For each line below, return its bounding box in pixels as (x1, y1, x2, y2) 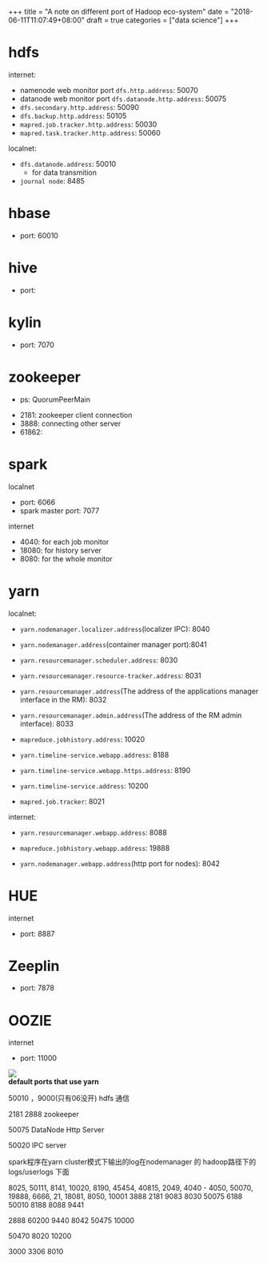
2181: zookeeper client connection (19, 410, 133, 419)
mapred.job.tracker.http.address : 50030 (19, 119, 157, 129)
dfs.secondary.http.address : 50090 (19, 102, 140, 111)
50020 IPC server (8, 1140, 67, 1150)
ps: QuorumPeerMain (19, 395, 90, 404)
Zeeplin (8, 957, 60, 975)
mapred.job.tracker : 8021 (19, 796, 106, 806)
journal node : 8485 (19, 176, 86, 185)
